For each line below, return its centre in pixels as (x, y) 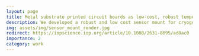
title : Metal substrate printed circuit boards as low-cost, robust (92, 17)
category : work (25, 44)
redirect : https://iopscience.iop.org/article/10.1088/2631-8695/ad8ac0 (98, 33)
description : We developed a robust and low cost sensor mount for (91, 22)
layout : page (22, 11)
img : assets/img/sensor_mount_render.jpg (58, 28)
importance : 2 (24, 38)
